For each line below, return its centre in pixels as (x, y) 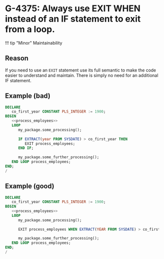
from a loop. (30, 29)
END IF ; (26, 148)
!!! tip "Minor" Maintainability (34, 43)
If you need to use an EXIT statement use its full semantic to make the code (81, 70)
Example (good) (30, 186)
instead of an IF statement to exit (73, 19)
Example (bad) (28, 96)
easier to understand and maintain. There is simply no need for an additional (82, 75)
